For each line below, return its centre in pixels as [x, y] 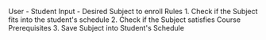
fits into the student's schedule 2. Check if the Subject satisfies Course [124, 20]
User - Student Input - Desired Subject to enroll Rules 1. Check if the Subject [133, 11]
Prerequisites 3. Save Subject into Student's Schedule [96, 28]
